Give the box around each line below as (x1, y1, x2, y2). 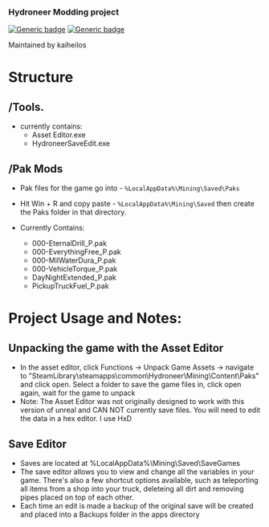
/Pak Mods (8, 161, 63, 175)
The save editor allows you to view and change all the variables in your (19, 467, 255, 476)
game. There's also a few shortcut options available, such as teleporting (19, 475, 259, 484)
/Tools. (8, 100, 44, 114)
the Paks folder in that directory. (19, 207, 127, 217)
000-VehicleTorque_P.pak (31, 264, 118, 274)
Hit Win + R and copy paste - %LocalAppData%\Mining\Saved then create (19, 199, 255, 209)
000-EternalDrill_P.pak (31, 239, 107, 248)
